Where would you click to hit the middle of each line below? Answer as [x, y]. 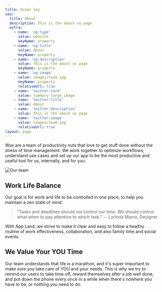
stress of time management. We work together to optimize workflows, [75, 151]
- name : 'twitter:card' [38, 91]
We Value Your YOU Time [44, 252]
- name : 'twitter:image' [39, 118]
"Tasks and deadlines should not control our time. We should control [85, 212]
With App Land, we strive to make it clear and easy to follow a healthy [75, 226]
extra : [16, 28]
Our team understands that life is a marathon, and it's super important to [77, 263]
